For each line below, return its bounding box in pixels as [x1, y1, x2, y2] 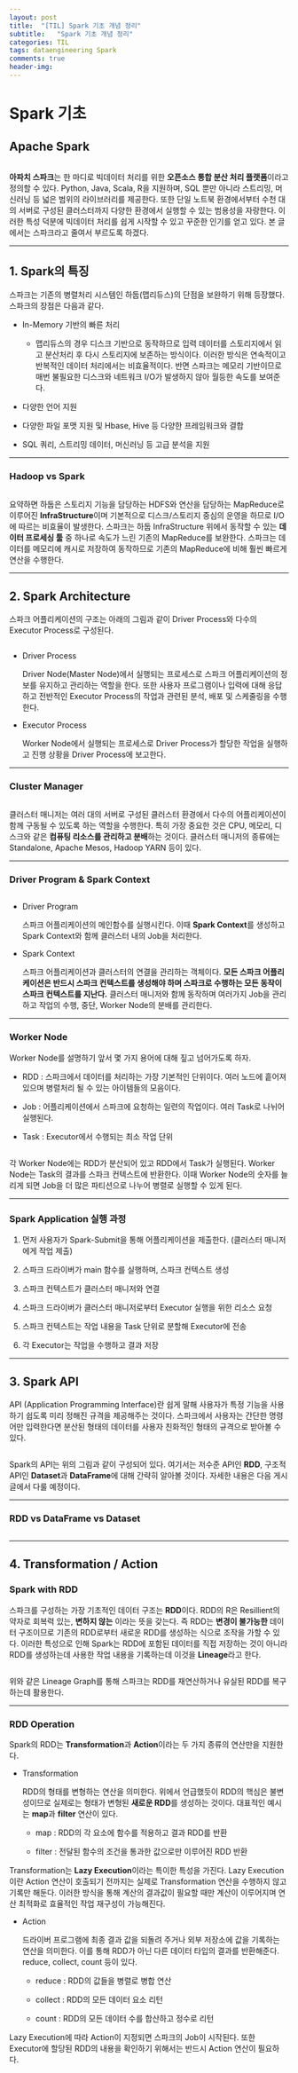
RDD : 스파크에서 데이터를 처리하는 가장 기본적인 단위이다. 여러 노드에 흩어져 [21, 1071, 286, 1082]
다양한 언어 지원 [21, 401, 77, 412]
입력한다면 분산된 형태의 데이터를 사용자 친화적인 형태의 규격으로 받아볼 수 [25, 1421, 282, 1431]
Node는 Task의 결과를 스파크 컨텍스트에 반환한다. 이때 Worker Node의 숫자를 [9, 1169, 279, 1179]
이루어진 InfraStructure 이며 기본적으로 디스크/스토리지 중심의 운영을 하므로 [9, 509, 272, 520]
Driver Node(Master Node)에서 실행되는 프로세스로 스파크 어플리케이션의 [21, 668, 279, 679]
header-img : [9, 63, 53, 72]
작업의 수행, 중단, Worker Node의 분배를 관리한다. [38, 1000, 213, 1011]
